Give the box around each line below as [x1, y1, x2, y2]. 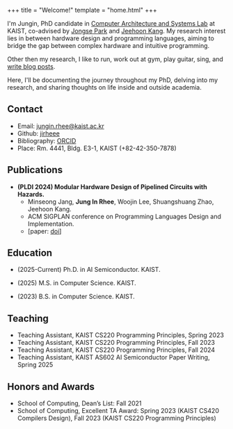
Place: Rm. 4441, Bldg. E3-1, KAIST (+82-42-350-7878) [17, 144, 177, 152]
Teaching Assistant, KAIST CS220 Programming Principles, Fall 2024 [17, 346, 216, 354]
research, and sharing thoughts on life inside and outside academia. [7, 83, 202, 91]
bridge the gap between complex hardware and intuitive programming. [7, 42, 210, 49]
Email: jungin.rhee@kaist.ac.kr [17, 122, 104, 130]
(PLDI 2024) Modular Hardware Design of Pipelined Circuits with [17, 182, 207, 191]
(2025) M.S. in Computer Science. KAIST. [17, 279, 137, 287]
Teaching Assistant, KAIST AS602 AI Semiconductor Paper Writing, [17, 353, 210, 362]
